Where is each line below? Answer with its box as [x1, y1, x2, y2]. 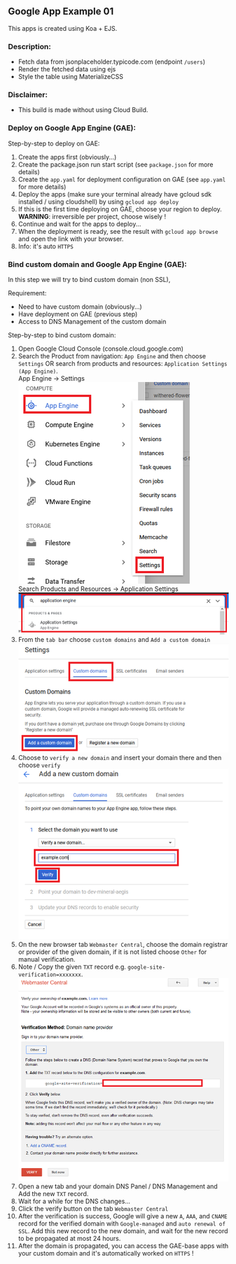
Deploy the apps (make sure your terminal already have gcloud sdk [18, 190, 212, 198]
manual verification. [18, 955, 76, 964]
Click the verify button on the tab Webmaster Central [18, 1205, 169, 1213]
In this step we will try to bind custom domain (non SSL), [8, 276, 171, 283]
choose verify [18, 761, 61, 769]
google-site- [127, 964, 166, 971]
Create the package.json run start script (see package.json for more [18, 160, 214, 169]
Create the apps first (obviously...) [18, 153, 117, 161]
